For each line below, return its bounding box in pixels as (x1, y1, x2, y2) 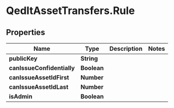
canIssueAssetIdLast (9, 83, 69, 91)
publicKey (9, 54, 38, 62)
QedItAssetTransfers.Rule (6, 4, 135, 18)
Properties (6, 27, 45, 37)
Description (109, 45, 143, 53)
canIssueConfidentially (9, 64, 75, 72)
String (80, 54, 98, 62)
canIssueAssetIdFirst (9, 74, 69, 81)
